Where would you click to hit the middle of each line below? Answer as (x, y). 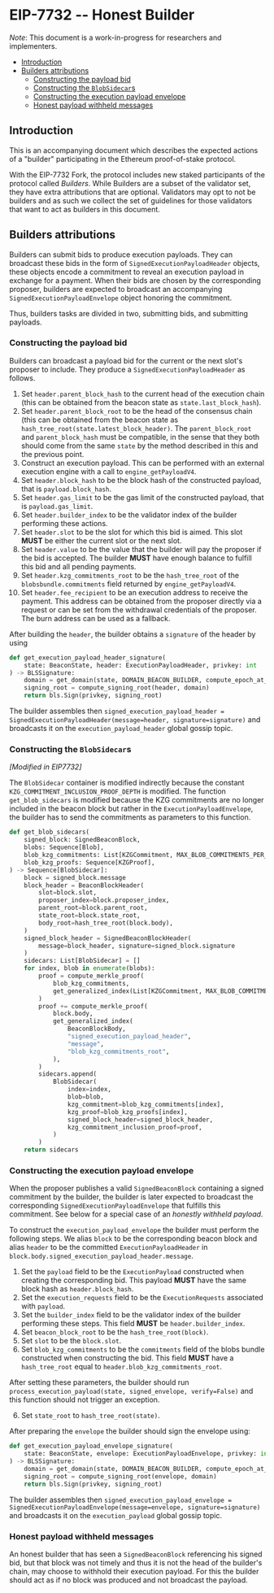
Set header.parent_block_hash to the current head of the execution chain (143, 394)
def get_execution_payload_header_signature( (87, 657)
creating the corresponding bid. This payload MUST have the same (134, 1280)
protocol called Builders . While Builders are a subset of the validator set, (130, 183)
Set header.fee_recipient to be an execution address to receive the (135, 592)
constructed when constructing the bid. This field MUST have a (127, 1358)
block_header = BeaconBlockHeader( (84, 885)
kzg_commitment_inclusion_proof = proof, (135, 1127)
